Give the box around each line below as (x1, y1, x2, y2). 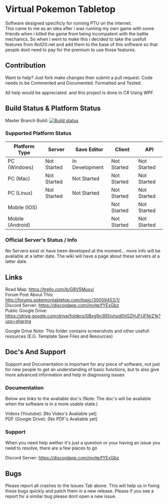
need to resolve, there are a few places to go (5, 445, 97, 451)
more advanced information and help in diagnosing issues (5, 372, 125, 378)
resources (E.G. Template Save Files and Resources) (5, 333, 113, 339)
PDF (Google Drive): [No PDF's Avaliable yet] (5, 416, 97, 422)
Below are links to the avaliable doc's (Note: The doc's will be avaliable (5, 396, 151, 402)
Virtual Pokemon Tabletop (5, 4, 116, 15)
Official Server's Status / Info (5, 236, 77, 243)
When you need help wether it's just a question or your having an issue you (5, 440, 160, 446)
